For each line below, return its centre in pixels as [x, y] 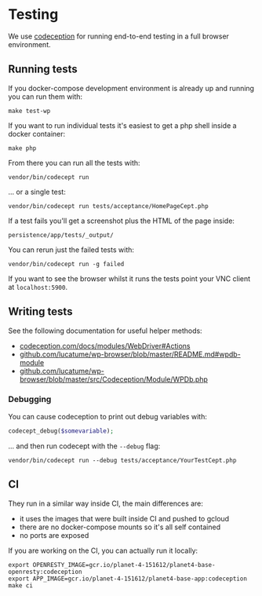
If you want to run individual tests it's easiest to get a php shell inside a [122, 125]
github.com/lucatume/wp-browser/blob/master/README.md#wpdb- [130, 354]
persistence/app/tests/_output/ [61, 235]
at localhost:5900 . [38, 287]
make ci [21, 585]
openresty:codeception [45, 572]
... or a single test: [37, 192]
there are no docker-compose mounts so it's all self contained [120, 527]
